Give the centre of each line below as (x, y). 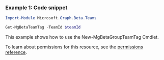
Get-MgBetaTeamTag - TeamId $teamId (43, 27)
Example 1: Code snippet (36, 8)
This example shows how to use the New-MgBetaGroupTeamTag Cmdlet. (82, 37)
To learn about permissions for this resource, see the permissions (74, 47)
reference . (16, 52)
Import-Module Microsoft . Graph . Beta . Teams (51, 18)
